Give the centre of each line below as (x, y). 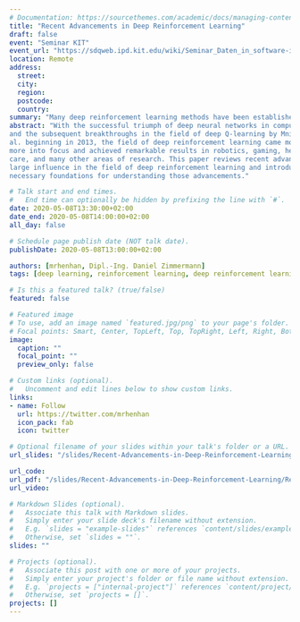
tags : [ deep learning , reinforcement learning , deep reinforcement (137, 274)
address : (25, 68)
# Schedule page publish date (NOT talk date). (100, 241)
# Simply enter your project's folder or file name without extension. (150, 578)
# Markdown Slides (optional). (67, 504)
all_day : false (37, 225)
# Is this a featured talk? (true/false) (87, 290)
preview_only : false (55, 365)
